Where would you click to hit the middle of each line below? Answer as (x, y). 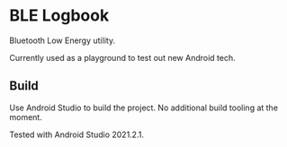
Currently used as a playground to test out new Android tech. (122, 57)
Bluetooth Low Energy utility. (62, 40)
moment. (26, 117)
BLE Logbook (59, 16)
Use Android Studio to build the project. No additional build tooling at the (144, 108)
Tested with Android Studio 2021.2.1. (76, 134)
